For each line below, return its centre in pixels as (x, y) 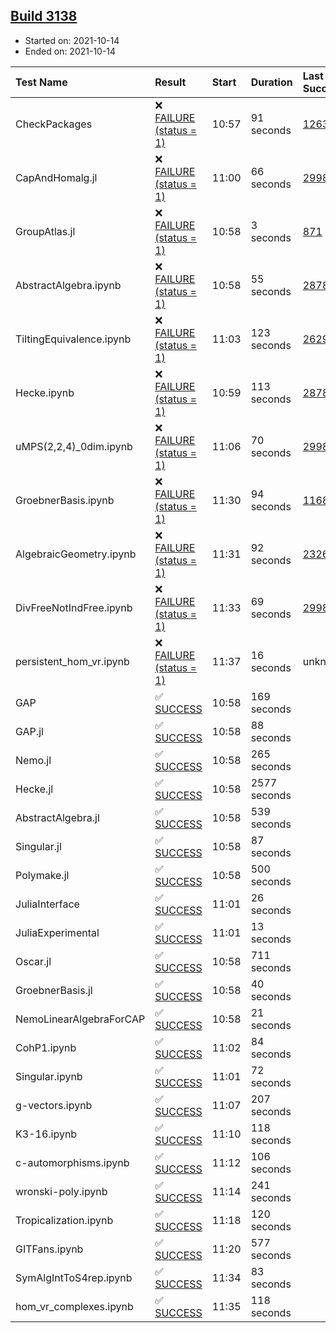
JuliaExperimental (57, 932)
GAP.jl (29, 731)
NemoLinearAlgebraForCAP (80, 1019)
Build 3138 (44, 16)
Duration (271, 82)
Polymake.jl (42, 875)
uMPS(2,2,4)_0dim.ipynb (74, 446)
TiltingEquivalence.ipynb (73, 339)
